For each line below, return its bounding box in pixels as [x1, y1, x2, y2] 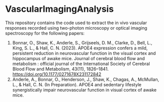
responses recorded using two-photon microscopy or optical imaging [5, 25, 148, 31]
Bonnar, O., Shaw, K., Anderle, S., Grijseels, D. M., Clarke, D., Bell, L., [12, 39, 153, 45]
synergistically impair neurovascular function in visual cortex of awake [12, 87, 157, 93]
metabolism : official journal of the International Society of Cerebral [12, 61, 150, 67]
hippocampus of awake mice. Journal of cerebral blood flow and [12, 55, 145, 61]
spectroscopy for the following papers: [5, 30, 85, 36]
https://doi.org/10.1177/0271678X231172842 [12, 71, 101, 77]
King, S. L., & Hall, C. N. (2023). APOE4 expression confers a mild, [12, 45, 148, 51]
